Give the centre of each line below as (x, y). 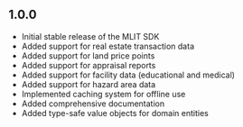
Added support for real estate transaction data (108, 46)
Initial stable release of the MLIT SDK (90, 36)
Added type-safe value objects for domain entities (115, 113)
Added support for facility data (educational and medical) (128, 75)
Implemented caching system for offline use (103, 94)
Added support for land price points (88, 55)
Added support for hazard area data (89, 84)
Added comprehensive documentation (93, 104)
